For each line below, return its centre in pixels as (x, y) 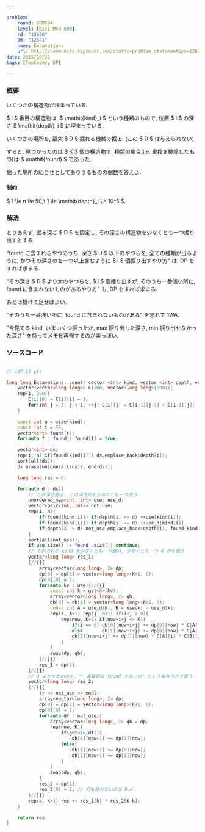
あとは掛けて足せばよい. (37, 302)
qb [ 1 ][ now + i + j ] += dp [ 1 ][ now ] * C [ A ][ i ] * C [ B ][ (135, 636)
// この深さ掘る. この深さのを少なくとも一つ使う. (84, 494)
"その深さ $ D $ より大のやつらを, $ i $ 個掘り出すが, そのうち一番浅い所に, (101, 281)
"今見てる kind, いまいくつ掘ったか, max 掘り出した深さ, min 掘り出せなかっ (102, 328)
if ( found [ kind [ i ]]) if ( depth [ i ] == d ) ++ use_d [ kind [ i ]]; (113, 523)
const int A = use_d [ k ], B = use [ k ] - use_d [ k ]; (113, 608)
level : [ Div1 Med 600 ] (46, 29)
